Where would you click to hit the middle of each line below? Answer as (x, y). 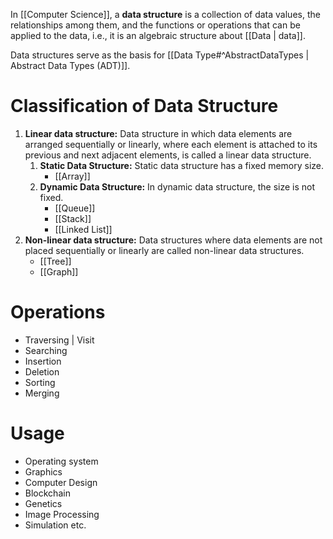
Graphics (43, 471)
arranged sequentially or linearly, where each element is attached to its (171, 144)
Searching (46, 350)
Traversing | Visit (59, 340)
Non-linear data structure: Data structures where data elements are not (173, 240)
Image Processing (62, 514)
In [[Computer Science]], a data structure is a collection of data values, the (165, 14)
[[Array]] (72, 176)
